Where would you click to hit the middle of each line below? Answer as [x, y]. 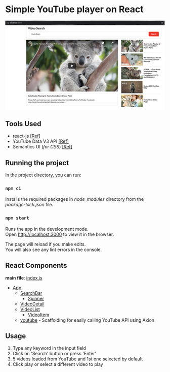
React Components [36, 266]
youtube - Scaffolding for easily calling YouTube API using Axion [87, 320]
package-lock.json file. [29, 205]
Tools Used [23, 124]
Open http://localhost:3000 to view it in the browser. [60, 234]
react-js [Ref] [26, 136]
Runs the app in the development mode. [47, 229]
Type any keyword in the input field [49, 348]
